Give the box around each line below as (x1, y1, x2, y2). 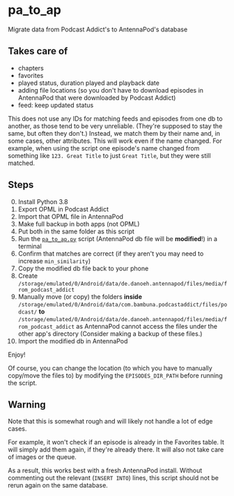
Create (17, 271, 38, 280)
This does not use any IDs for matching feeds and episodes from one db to (8, 114, 223, 123)
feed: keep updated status (17, 100, 94, 109)
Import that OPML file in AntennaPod (17, 212, 124, 221)
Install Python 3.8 (17, 197, 68, 206)
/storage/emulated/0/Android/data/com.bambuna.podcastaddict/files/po (17, 301, 228, 308)
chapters (17, 63, 44, 72)
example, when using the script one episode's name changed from (8, 144, 200, 152)
